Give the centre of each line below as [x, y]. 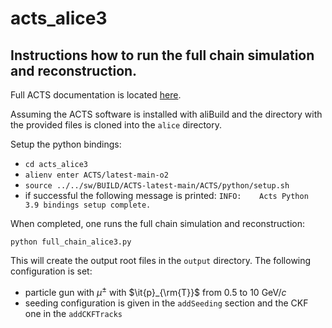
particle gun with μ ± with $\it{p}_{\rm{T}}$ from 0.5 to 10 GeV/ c [155, 291]
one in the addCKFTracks [73, 313]
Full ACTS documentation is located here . [96, 95]
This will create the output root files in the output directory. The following [161, 260]
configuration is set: [51, 271]
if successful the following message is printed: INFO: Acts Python [166, 195]
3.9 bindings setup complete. [88, 205]
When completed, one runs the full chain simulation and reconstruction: [158, 223]
